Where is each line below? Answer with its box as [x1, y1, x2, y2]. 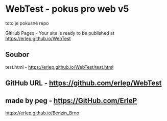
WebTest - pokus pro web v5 [5, 3, 129, 15]
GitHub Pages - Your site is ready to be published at [5, 30, 115, 36]
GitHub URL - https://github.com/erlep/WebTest [5, 79, 162, 88]
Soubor [5, 50, 30, 59]
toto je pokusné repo [5, 20, 49, 26]
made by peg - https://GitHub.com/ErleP [5, 96, 137, 105]
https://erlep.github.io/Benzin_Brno [5, 110, 80, 116]
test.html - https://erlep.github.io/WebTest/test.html [5, 64, 114, 70]
